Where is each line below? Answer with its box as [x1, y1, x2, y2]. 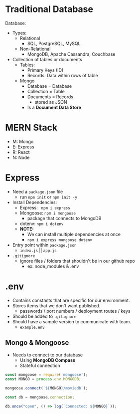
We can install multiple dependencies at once [27, 231, 121, 237]
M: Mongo [12, 138, 34, 144]
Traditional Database [5, 4, 94, 15]
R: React [12, 149, 30, 155]
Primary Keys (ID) [27, 67, 64, 73]
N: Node [12, 154, 30, 160]
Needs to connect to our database [12, 352, 83, 358]
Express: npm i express [19, 204, 71, 211]
